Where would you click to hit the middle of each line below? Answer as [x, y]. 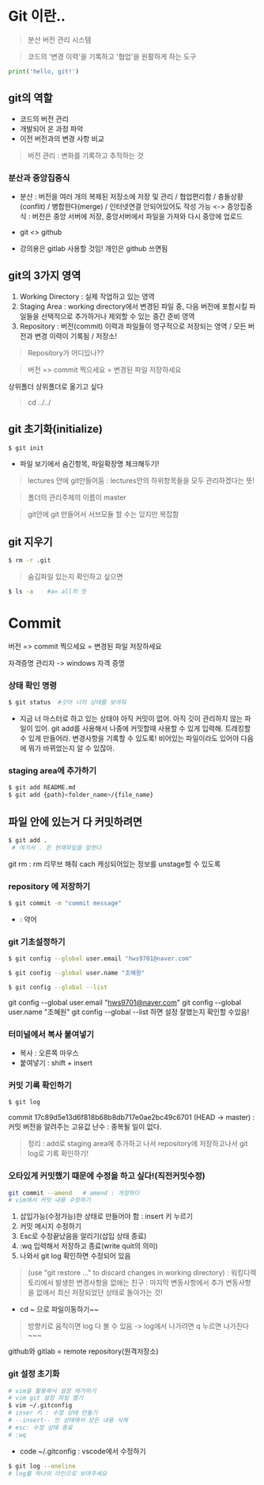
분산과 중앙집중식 [39, 177]
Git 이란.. [37, 16]
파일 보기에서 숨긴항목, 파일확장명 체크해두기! [89, 464]
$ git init [26, 448]
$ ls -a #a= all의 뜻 [47, 592]
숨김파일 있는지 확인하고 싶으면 [75, 577]
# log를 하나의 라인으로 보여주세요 [58, 1473]
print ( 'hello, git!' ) [44, 71]
